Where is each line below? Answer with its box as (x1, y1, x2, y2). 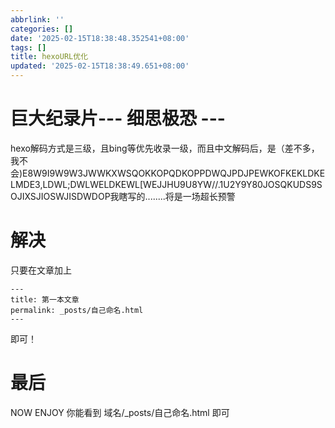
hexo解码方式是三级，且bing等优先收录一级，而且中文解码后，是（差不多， (10, 142, 320, 154)
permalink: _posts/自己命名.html (10, 305, 144, 315)
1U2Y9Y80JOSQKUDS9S (219, 178, 323, 190)
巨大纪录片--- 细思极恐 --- (10, 107, 226, 130)
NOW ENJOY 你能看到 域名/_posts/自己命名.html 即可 (10, 406, 230, 418)
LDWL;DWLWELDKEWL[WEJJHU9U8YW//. (42, 178, 220, 190)
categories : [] (10, 24, 74, 34)
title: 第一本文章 (10, 294, 80, 305)
